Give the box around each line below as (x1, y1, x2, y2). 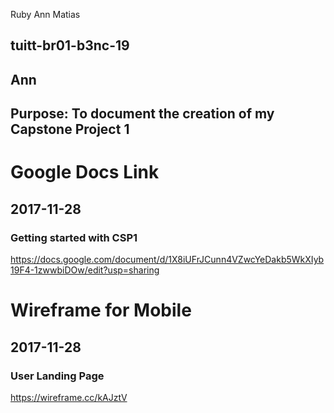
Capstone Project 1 (10, 121, 130, 138)
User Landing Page (10, 369, 105, 383)
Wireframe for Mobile (10, 299, 192, 322)
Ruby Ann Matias (10, 9, 81, 20)
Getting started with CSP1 (10, 230, 138, 244)
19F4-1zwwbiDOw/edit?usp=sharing (10, 264, 160, 276)
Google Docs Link (10, 161, 160, 184)
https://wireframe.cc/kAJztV (10, 391, 128, 403)
